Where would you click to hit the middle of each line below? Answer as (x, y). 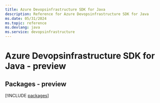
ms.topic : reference (26, 23)
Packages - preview (36, 84)
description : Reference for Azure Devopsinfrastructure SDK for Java (77, 14)
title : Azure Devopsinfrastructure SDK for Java (55, 9)
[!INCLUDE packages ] (27, 96)
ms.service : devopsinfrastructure (40, 32)
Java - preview (36, 66)
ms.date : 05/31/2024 (26, 18)
